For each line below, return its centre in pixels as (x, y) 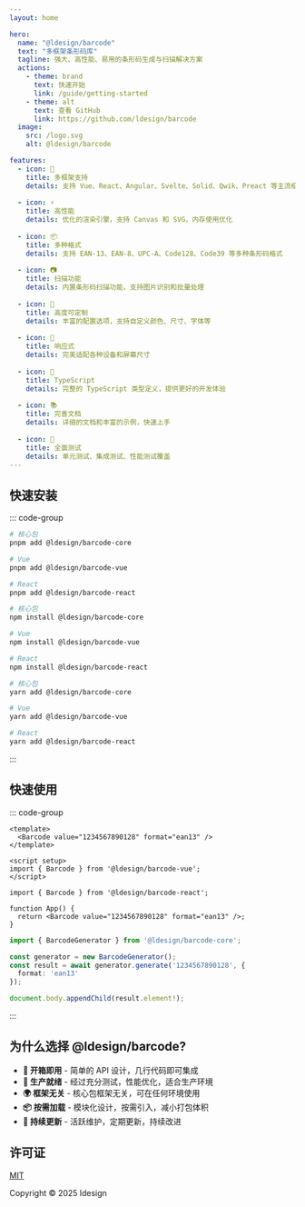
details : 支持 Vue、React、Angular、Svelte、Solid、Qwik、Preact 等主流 (158, 186)
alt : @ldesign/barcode (69, 145)
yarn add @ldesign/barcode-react (73, 742)
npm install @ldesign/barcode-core (77, 618)
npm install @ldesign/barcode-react (79, 667)
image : (30, 127)
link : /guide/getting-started (90, 93)
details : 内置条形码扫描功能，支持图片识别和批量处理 (115, 287)
